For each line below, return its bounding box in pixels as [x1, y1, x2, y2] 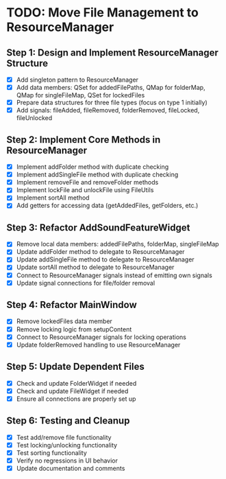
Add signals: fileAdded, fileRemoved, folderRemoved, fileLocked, [16, 106, 200, 115]
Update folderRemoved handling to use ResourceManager [16, 340, 181, 349]
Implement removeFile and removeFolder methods [16, 178, 159, 187]
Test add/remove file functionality [16, 433, 112, 441]
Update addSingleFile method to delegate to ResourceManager [16, 255, 194, 264]
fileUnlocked [16, 114, 53, 122]
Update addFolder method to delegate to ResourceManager [16, 248, 186, 256]
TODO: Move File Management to [6, 5, 199, 21]
